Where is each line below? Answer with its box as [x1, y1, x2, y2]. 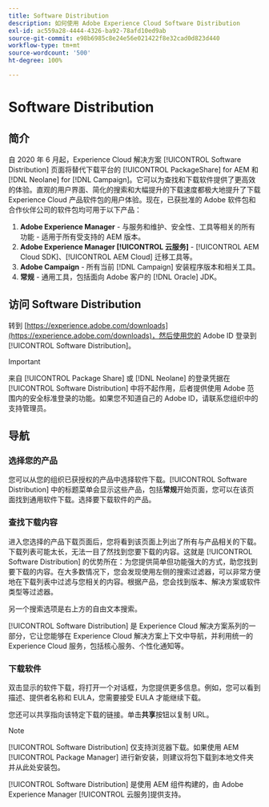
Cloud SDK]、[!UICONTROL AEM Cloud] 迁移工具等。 [19, 252, 198, 262]
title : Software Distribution [8, 11, 110, 20]
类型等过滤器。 [8, 586, 58, 596]
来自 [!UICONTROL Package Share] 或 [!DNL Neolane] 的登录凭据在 [8, 373, 231, 383]
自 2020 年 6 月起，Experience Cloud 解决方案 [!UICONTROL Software [8, 154, 242, 164]
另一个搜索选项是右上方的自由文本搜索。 [8, 603, 142, 614]
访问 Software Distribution [8, 298, 142, 311]
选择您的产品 [8, 455, 58, 466]
